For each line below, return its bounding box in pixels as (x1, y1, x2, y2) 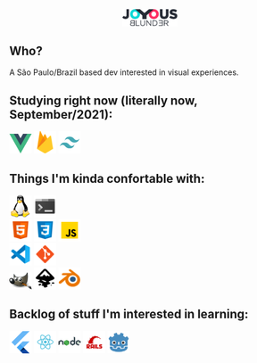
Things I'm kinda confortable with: (9, 170, 205, 186)
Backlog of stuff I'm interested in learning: (9, 307, 249, 322)
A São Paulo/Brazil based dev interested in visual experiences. (9, 67, 239, 78)
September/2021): (9, 107, 113, 122)
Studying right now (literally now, (9, 93, 198, 108)
